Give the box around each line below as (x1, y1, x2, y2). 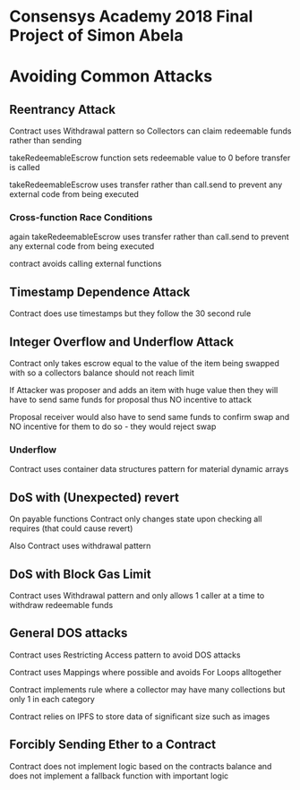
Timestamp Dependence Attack (9, 284, 191, 299)
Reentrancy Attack (9, 101, 116, 117)
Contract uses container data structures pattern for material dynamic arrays (9, 464, 289, 475)
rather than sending (9, 135, 82, 146)
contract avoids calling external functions (9, 258, 162, 270)
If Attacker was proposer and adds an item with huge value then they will (9, 385, 279, 396)
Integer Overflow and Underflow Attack (9, 334, 235, 349)
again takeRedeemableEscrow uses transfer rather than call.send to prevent (9, 231, 289, 243)
